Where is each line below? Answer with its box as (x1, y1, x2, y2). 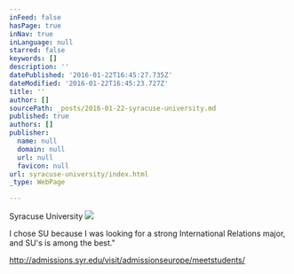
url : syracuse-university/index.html (9, 169, 149, 178)
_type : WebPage (9, 178, 66, 187)
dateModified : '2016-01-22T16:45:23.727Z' (9, 79, 169, 88)
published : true (9, 112, 69, 121)
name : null (17, 137, 58, 145)
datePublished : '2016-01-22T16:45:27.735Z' (9, 71, 173, 80)
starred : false (9, 46, 66, 55)
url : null (17, 153, 53, 162)
